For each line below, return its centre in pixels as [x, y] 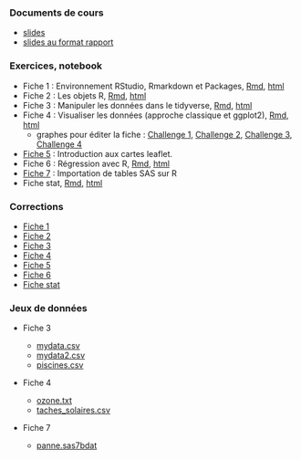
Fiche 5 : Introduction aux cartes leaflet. [98, 153]
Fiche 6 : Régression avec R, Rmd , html [96, 163]
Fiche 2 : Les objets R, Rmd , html [84, 95]
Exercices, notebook [56, 66]
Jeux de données [49, 308]
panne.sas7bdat [67, 445]
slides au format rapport [68, 42]
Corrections [36, 206]
